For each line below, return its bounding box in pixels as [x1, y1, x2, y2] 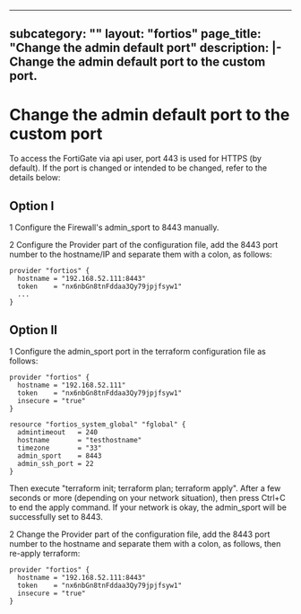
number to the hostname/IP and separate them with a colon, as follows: [9, 249, 273, 260]
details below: [9, 172, 61, 183]
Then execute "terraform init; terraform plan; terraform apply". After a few [9, 482, 281, 494]
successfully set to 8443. [9, 511, 103, 522]
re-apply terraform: [9, 548, 81, 558]
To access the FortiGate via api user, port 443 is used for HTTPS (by [9, 153, 262, 164]
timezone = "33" [17, 443, 102, 452]
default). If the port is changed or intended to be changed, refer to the [9, 162, 267, 173]
